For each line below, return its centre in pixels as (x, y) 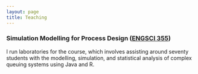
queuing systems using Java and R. (50, 64)
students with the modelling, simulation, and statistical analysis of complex (99, 58)
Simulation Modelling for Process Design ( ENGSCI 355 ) (88, 39)
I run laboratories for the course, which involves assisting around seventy (97, 51)
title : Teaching (27, 17)
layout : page (23, 12)
